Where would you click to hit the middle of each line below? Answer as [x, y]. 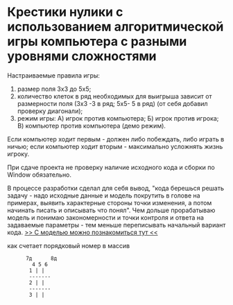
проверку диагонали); [50, 111]
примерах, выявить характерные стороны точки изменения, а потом [110, 202]
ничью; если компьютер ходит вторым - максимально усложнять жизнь [115, 146]
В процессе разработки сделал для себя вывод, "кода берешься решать [115, 188]
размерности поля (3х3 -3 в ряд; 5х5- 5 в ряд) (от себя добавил [112, 103]
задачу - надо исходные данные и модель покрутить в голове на [104, 195]
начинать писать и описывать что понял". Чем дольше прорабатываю [111, 210]
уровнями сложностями [82, 56]
